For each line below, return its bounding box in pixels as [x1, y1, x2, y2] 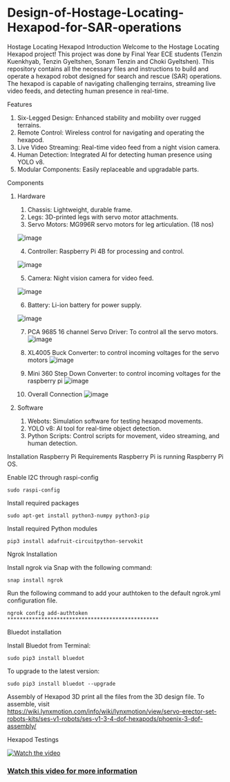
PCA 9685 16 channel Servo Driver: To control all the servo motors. [27, 327, 219, 336]
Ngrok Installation [7, 550, 57, 558]
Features [7, 100, 32, 108]
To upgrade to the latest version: [7, 667, 100, 675]
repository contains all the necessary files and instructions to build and [7, 64, 209, 73]
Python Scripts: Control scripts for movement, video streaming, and [27, 431, 220, 440]
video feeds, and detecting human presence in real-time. [7, 87, 169, 95]
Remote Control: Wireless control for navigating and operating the [17, 128, 205, 137]
